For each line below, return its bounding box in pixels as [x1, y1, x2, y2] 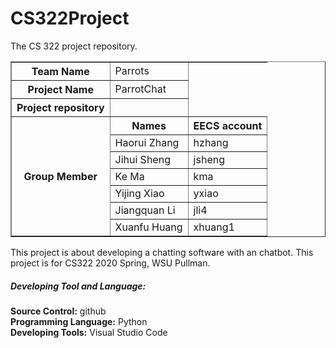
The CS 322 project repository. [10, 40, 138, 52]
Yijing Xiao [114, 186, 165, 200]
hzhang [193, 135, 229, 149]
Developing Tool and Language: [10, 280, 147, 292]
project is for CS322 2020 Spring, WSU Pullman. [10, 257, 211, 269]
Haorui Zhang [114, 135, 180, 149]
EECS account [193, 118, 263, 132]
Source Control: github [10, 305, 107, 317]
